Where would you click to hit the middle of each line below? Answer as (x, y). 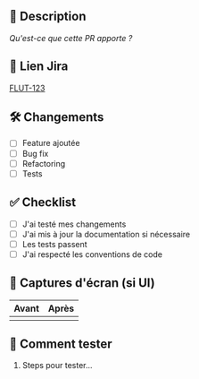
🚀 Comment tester (61, 344)
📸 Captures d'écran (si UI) (82, 283)
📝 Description (48, 17)
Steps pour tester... (57, 366)
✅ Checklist (43, 202)
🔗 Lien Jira (39, 67)
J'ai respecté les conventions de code (92, 254)
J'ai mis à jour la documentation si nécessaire (106, 234)
